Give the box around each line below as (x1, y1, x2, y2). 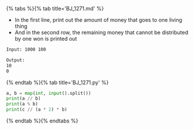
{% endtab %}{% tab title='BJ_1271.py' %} (6, 79, 109, 86)
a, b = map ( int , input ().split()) (6, 90, 92, 96)
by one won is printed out (14, 35, 77, 42)
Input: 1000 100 (6, 47, 46, 52)
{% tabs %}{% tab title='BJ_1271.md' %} (6, 5, 104, 12)
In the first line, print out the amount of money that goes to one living (14, 16, 182, 23)
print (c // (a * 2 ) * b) (6, 107, 67, 113)
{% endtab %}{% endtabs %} (6, 117, 79, 124)
